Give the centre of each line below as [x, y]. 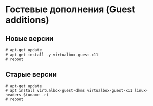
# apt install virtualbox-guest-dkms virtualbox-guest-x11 [69, 90]
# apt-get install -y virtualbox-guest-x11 [52, 55]
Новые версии [29, 39]
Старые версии [31, 74]
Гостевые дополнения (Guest [70, 9]
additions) [27, 20]
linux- [141, 90]
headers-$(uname [22, 95]
